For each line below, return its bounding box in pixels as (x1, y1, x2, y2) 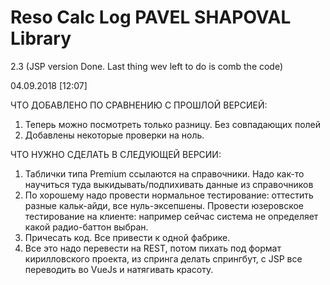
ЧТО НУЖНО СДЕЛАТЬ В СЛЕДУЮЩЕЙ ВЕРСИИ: (10, 148, 222, 160)
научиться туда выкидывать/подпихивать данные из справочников (24, 178, 314, 190)
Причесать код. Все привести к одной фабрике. (24, 231, 231, 243)
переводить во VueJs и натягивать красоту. (24, 263, 214, 275)
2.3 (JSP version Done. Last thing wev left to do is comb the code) (10, 60, 284, 72)
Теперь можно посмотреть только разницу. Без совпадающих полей (24, 118, 322, 130)
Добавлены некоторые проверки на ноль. (24, 129, 205, 141)
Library (10, 27, 72, 50)
